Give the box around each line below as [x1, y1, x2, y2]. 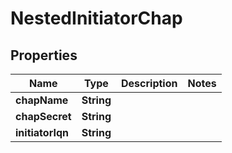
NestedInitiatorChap [10, 7, 183, 30]
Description [121, 77, 178, 90]
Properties [10, 47, 78, 64]
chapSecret [15, 110, 72, 123]
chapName [15, 93, 69, 107]
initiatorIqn [15, 126, 69, 139]
